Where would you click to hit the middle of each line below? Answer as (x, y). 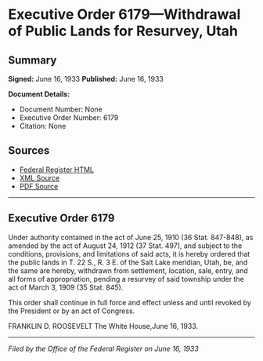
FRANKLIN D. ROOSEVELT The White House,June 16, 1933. (103, 326)
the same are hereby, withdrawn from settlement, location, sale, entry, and (128, 270)
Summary (32, 60)
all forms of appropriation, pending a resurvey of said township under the (126, 279)
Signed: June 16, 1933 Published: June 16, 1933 (86, 79)
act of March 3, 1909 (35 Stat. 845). (66, 287)
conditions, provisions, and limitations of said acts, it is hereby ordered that (129, 253)
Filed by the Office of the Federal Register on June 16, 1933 (104, 348)
